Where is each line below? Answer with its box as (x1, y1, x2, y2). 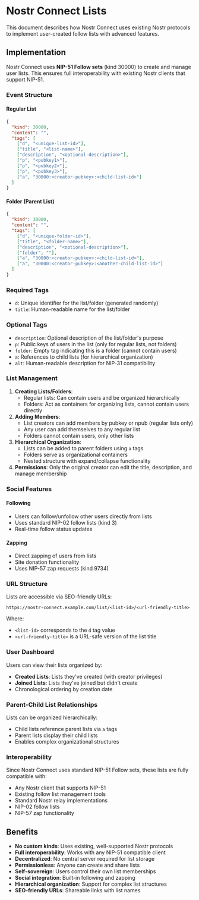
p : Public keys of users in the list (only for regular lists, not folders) (14, 340, 177, 347)
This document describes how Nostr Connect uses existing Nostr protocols (6, 24, 191, 31)
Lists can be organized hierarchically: (6, 714, 98, 721)
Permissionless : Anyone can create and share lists (14, 861, 140, 869)
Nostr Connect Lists (6, 4, 107, 18)
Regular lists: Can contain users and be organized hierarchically (23, 394, 180, 401)
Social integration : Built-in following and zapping (14, 874, 135, 882)
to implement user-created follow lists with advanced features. (6, 30, 159, 37)
